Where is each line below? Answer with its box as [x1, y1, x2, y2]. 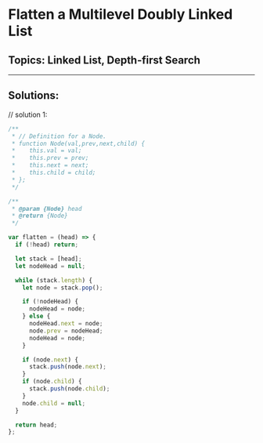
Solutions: [8, 89, 59, 103]
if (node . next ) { [22, 355, 79, 364]
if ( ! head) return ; [15, 241, 79, 249]
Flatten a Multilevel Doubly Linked [8, 5, 233, 24]
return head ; [15, 421, 58, 429]
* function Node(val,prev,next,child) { [11, 140, 146, 147]
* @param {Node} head [11, 205, 82, 212]
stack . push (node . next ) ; [28, 363, 107, 371]
